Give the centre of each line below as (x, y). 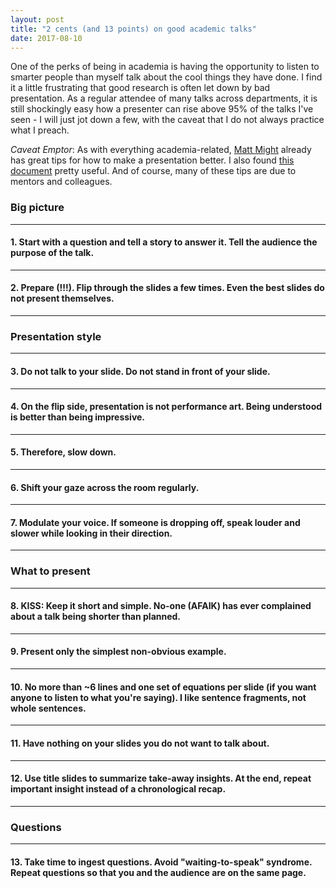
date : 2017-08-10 (46, 38)
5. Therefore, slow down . (63, 452)
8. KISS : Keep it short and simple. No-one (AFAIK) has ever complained (161, 606)
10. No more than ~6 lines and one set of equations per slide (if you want (163, 687)
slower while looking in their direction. (91, 533)
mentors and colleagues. (61, 182)
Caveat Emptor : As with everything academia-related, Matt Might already (161, 150)
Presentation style (56, 336)
